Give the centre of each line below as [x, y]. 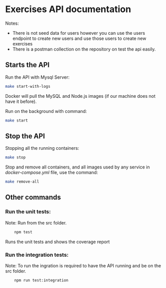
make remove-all [22, 182]
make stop [16, 157]
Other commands [33, 197]
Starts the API [27, 65]
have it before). [21, 101]
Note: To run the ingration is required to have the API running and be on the [83, 265]
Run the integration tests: [37, 255]
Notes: [12, 23]
